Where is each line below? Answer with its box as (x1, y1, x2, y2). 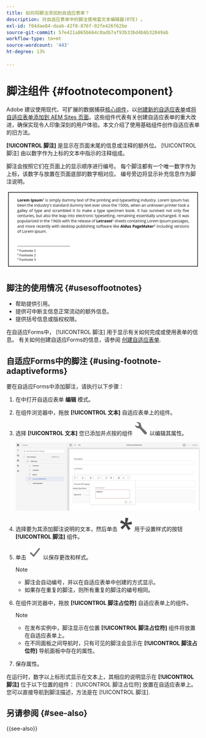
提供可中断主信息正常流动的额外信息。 (15, 308, 112, 315)
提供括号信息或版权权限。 (15, 316, 80, 323)
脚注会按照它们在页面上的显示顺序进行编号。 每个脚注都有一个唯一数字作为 (6, 162, 196, 170)
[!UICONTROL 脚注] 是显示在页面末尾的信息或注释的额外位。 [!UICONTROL (6, 142, 197, 149)
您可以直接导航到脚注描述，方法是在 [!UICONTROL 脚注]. (6, 688, 150, 696)
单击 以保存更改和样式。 (15, 553, 92, 561)
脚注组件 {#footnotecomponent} (6, 84, 174, 98)
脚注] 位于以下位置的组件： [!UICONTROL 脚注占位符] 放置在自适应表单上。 (6, 680, 197, 688)
